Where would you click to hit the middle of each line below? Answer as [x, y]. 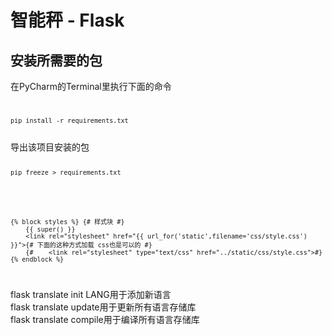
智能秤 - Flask [67, 20]
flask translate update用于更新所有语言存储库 [103, 307]
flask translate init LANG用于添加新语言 [91, 295]
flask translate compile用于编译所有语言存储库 [105, 320]
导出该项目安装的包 [50, 147]
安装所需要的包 [56, 60]
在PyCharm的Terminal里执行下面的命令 [91, 86]
